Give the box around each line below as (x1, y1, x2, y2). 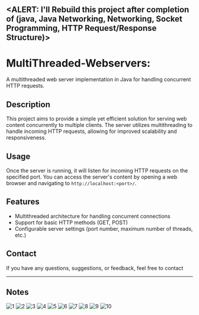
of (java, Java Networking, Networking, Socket (6, 14, 182, 24)
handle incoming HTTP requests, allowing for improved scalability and (6, 128, 177, 135)
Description (6, 99, 50, 109)
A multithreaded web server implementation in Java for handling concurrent (6, 76, 191, 83)
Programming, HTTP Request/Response (6, 23, 157, 33)
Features (6, 197, 40, 207)
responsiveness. (6, 134, 46, 141)
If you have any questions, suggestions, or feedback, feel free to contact (6, 264, 184, 272)
